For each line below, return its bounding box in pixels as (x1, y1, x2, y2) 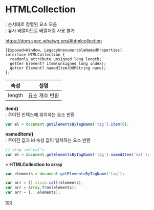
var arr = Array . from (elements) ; (5, 185, 77, 190)
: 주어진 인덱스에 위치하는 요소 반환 (5, 111, 75, 118)
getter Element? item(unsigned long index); (10, 61, 106, 66)
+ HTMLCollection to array (5, 161, 63, 167)
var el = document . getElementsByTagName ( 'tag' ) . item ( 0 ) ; (5, 122, 129, 127)
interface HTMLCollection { (5, 52, 65, 57)
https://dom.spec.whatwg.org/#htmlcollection (5, 37, 102, 44)
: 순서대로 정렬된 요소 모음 (5, 21, 57, 27)
